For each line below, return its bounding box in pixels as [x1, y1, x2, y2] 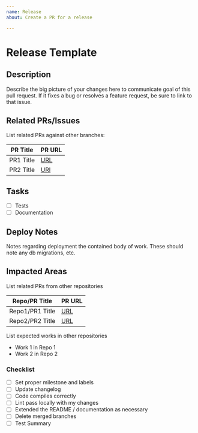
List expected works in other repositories [6, 332, 108, 339]
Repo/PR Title [12, 296, 53, 305]
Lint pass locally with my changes [14, 399, 99, 407]
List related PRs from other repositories [6, 282, 103, 289]
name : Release [6, 8, 42, 15]
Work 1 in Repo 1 [14, 343, 56, 351]
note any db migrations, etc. [6, 249, 76, 256]
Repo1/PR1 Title [9, 307, 56, 315]
